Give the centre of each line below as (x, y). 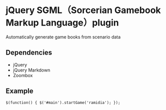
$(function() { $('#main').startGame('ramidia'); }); (63, 102)
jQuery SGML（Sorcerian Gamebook (83, 10)
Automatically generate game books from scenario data (63, 37)
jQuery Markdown (32, 70)
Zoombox (23, 75)
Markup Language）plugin (62, 23)
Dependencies (29, 53)
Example (20, 91)
